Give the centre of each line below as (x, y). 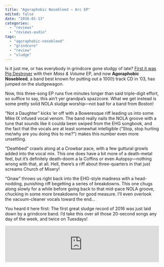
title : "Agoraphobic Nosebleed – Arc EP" (48, 9)
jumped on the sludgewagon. (34, 84)
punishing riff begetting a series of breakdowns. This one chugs (88, 184)
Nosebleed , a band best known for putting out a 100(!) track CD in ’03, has (80, 79)
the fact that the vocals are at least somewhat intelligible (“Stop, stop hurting (82, 129)
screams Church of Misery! (32, 169)
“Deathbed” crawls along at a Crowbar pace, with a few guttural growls (77, 148)
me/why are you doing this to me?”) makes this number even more (72, 134)
